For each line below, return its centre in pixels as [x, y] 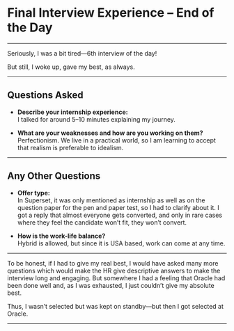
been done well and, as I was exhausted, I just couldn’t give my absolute [111, 285]
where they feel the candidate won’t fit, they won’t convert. [102, 222]
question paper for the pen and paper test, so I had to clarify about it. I [118, 207]
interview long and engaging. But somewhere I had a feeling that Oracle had [116, 278]
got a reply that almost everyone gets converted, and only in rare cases [120, 215]
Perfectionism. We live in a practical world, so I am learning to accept [116, 140]
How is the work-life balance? [61, 236]
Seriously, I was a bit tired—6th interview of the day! [82, 53]
